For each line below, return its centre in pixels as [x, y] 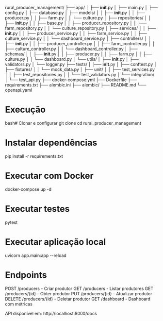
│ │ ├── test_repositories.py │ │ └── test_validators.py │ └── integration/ [80, 75]
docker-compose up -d [28, 189]
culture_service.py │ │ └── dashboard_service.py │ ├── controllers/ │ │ [78, 38]
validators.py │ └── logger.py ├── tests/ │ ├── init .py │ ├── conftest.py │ [81, 64]
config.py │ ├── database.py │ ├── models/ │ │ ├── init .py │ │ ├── [75, 13]
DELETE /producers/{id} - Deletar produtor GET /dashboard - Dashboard [78, 299]
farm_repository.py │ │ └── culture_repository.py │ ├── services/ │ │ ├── [81, 28]
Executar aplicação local [56, 242]
